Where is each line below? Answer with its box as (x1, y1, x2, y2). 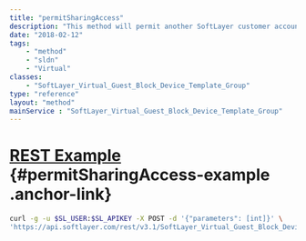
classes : (9, 73, 43, 82)
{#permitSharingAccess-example (9, 165, 270, 186)
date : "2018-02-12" (9, 30, 84, 39)
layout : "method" (9, 97, 76, 107)
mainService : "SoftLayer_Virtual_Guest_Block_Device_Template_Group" (9, 106, 283, 115)
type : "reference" (9, 89, 79, 98)
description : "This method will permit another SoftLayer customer (9, 22, 271, 31)
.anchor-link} (9, 184, 112, 205)
